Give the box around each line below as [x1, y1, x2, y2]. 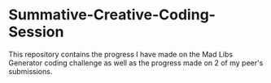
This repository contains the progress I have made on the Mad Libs [8, 49, 234, 59]
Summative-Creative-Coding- [8, 6, 216, 24]
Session [8, 23, 64, 41]
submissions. [8, 66, 53, 76]
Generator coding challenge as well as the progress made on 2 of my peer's [8, 58, 264, 68]
